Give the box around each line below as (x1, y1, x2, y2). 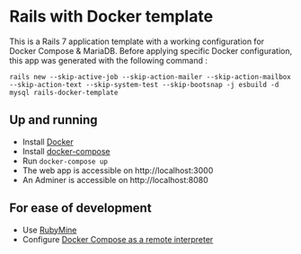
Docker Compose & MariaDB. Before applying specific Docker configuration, (9, 45, 293, 56)
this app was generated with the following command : (9, 55, 208, 66)
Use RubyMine (22, 224, 77, 235)
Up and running (9, 112, 98, 127)
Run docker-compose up (22, 155, 108, 166)
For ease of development (9, 200, 152, 216)
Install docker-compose (22, 145, 111, 156)
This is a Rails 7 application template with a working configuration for (9, 36, 265, 47)
